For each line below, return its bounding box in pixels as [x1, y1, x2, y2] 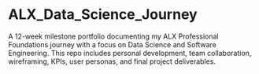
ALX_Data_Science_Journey [8, 6, 198, 24]
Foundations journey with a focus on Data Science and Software [8, 39, 216, 49]
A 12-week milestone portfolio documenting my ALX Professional [8, 31, 219, 41]
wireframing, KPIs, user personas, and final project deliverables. [8, 57, 216, 66]
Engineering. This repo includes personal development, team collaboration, [8, 48, 252, 57]
